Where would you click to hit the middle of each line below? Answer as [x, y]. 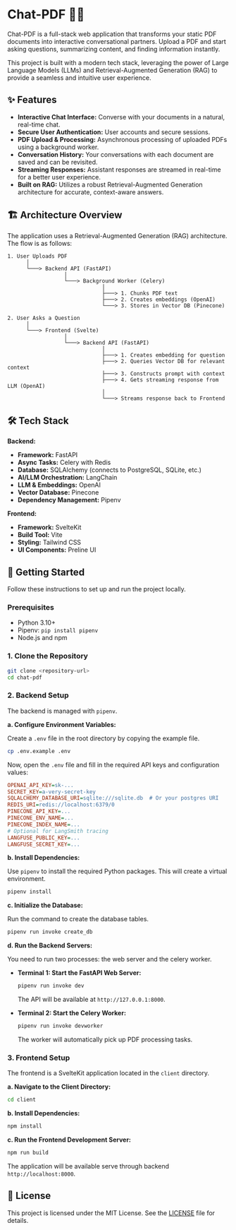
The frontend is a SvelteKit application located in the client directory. [108, 1073]
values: [18, 772]
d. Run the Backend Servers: [50, 945]
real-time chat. [39, 124]
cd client [22, 1100]
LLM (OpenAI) [26, 386]
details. [18, 1220]
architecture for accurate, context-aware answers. [91, 192]
